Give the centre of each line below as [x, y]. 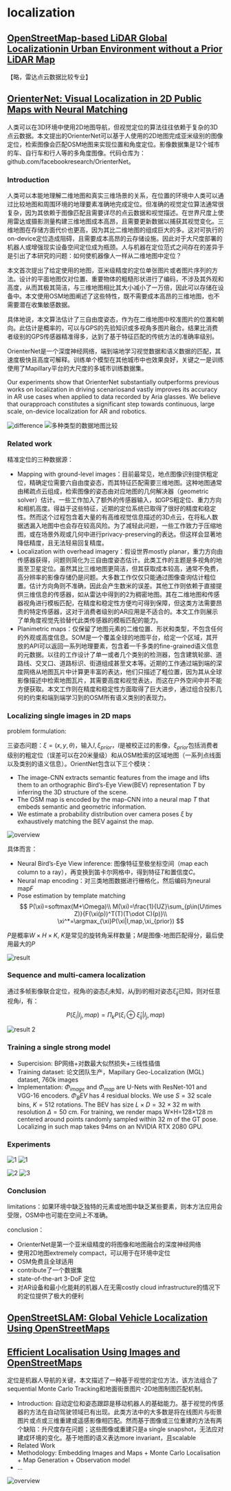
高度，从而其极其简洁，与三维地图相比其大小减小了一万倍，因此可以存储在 [112, 287]
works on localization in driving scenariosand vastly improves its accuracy [112, 389]
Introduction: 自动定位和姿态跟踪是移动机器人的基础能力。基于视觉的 [114, 1404]
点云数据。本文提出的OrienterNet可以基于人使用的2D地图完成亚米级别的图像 [115, 135]
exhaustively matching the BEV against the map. [85, 821]
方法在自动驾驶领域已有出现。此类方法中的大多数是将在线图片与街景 [125, 1412]
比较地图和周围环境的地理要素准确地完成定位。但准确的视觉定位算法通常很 [118, 204]
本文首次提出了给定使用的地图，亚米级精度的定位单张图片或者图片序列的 [109, 270]
